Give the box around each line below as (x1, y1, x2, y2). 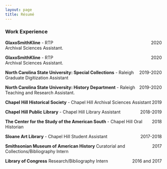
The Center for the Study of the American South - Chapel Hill (5, 118, 133, 124)
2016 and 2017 (132, 158, 162, 164)
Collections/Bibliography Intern (5, 148, 69, 154)
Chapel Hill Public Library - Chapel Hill (5, 109, 85, 115)
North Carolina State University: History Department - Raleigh (5, 84, 136, 90)
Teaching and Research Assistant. (5, 89, 75, 95)
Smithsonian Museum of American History (5, 143, 95, 149)
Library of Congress (5, 158, 48, 164)
